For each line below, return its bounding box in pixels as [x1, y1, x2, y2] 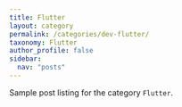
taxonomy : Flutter [9, 37, 78, 47]
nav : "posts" [17, 63, 66, 72]
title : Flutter [9, 12, 66, 22]
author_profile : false [9, 46, 94, 55]
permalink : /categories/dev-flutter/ [9, 29, 150, 38]
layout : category [9, 21, 74, 30]
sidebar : [9, 54, 42, 63]
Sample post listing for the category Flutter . [9, 86, 174, 98]
